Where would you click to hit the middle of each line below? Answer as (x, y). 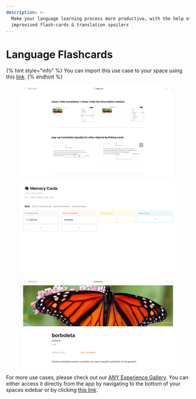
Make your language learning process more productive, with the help (97, 18)
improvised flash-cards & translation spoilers (70, 25)
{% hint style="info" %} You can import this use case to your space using (94, 71)
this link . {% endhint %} (34, 77)
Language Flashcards (60, 54)
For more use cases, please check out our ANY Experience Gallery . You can (97, 377)
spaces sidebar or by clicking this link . (52, 390)
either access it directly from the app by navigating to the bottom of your (93, 384)
